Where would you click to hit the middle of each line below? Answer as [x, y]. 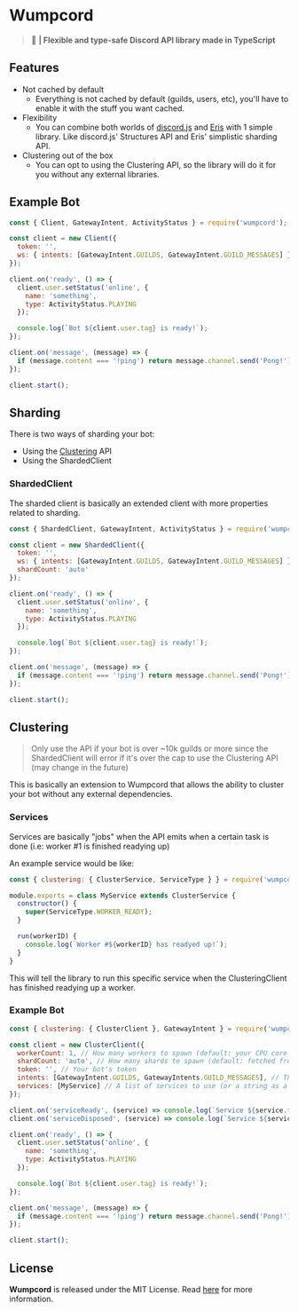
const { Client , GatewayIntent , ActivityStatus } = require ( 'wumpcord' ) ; [149, 223]
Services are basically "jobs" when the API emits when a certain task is [139, 836]
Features [34, 68]
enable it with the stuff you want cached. [110, 108]
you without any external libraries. [97, 174]
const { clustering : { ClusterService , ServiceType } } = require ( [137, 880]
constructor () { [47, 904]
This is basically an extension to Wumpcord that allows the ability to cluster [147, 785]
